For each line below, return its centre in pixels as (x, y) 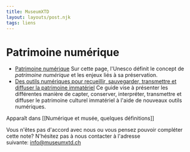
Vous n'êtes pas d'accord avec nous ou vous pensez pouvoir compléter (95, 130)
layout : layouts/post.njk (38, 17)
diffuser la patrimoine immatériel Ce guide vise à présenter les (91, 88)
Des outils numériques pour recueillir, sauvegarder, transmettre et (96, 82)
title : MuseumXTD (28, 12)
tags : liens (21, 23)
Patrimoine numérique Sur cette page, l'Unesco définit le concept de (99, 69)
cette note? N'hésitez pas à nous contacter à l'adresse (73, 136)
